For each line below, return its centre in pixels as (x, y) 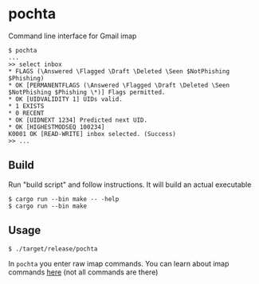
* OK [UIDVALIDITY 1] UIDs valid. (66, 99)
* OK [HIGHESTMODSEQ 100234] (57, 127)
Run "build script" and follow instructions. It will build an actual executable (130, 185)
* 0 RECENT (26, 113)
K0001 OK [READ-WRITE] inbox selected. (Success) (92, 134)
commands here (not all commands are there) (83, 272)
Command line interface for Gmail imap (73, 36)
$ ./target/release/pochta (53, 249)
